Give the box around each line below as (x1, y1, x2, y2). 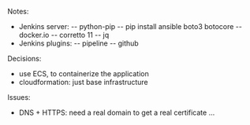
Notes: (7, 7, 29, 16)
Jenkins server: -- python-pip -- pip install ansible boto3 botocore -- (18, 22, 242, 31)
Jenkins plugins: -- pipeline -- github (18, 39, 139, 48)
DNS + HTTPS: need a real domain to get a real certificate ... (18, 108, 215, 117)
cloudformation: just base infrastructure (18, 78, 149, 86)
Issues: (7, 93, 31, 101)
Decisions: (7, 54, 42, 63)
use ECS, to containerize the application (18, 69, 149, 78)
